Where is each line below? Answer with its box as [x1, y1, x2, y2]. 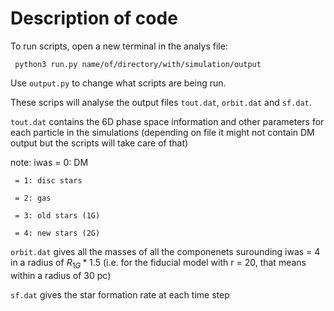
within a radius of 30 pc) [10, 269, 112, 281]
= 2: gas [14, 193, 52, 203]
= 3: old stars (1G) [14, 210, 101, 221]
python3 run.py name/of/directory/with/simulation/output [14, 59, 262, 69]
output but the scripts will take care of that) [10, 137, 189, 149]
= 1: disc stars [14, 175, 83, 186]
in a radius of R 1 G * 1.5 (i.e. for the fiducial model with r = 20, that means [10, 256, 307, 271]
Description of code [10, 7, 178, 30]
